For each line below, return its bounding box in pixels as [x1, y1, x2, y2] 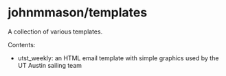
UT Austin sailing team [17, 61, 82, 69]
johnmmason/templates [8, 5, 148, 21]
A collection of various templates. [8, 27, 103, 36]
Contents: [8, 40, 36, 49]
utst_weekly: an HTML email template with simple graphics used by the [17, 53, 219, 62]
